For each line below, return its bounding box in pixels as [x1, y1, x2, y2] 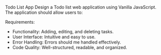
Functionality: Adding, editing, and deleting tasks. [12, 29, 114, 34]
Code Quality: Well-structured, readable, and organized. [12, 45, 128, 50]
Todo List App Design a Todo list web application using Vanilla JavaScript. [5, 4, 157, 10]
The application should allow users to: [5, 9, 83, 15]
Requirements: [5, 19, 35, 25]
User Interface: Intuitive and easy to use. [12, 34, 96, 40]
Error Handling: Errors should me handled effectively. [12, 39, 121, 45]
